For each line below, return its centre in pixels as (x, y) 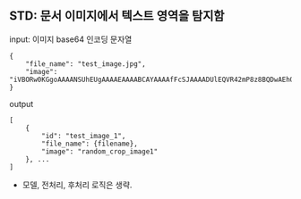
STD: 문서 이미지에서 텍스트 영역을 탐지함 (117, 16)
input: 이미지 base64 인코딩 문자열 (71, 39)
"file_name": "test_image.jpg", (86, 64)
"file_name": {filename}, (90, 144)
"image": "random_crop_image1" (100, 151)
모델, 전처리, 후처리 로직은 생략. (77, 185)
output (21, 104)
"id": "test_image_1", (84, 136)
